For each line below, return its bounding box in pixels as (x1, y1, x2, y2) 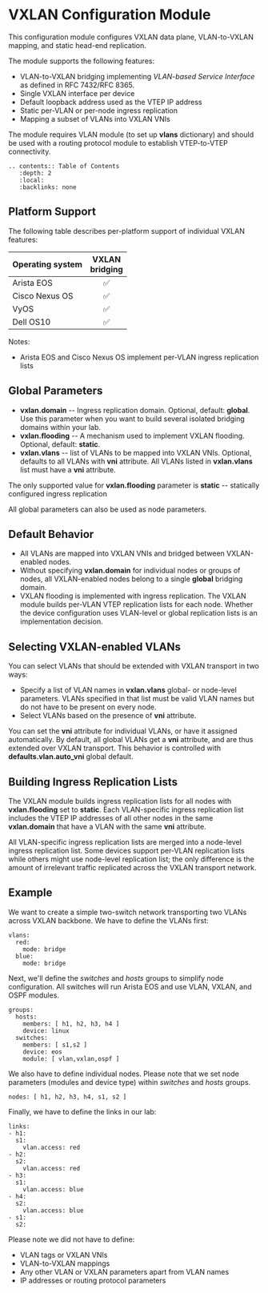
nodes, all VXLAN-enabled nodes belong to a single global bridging (19, 574, 243, 584)
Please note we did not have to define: (8, 1235, 135, 1244)
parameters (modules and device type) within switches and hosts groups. (8, 1077, 251, 1086)
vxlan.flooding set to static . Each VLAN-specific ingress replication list (8, 805, 244, 814)
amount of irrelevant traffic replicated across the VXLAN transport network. (8, 863, 258, 872)
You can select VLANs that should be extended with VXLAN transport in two (8, 661, 260, 671)
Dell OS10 (12, 316, 51, 327)
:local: (18, 176, 45, 184)
